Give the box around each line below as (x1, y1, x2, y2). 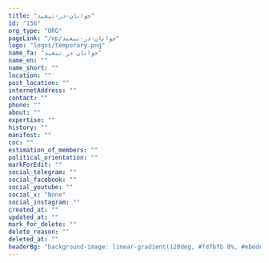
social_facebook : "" (8, 176, 78, 184)
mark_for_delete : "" (8, 221, 78, 229)
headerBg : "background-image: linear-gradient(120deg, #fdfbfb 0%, (8, 243, 239, 251)
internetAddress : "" (8, 86, 78, 95)
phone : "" (8, 101, 42, 109)
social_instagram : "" (8, 198, 81, 206)
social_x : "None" (8, 190, 66, 199)
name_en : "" (8, 57, 48, 65)
